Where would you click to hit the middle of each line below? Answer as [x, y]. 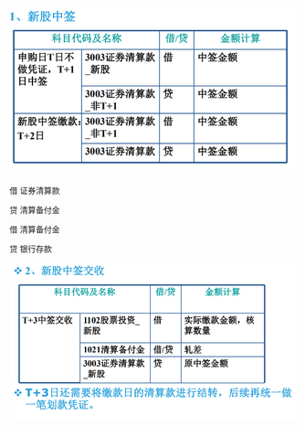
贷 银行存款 [31, 249]
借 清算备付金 [35, 229]
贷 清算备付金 [35, 210]
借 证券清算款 [35, 191]
